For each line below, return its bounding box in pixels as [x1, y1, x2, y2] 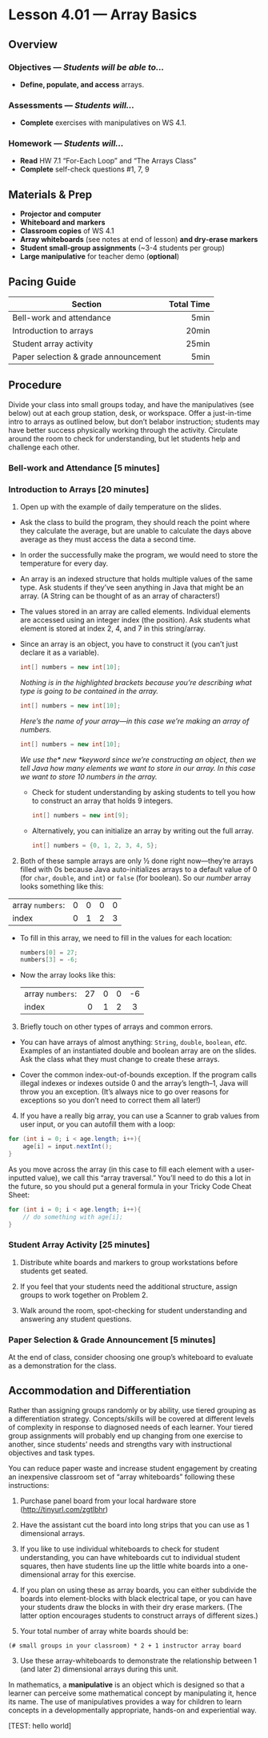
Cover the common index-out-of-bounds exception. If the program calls [19, 1070, 258, 1079]
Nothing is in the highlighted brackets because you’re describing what [19, 678, 252, 687]
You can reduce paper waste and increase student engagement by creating [8, 1463, 258, 1473]
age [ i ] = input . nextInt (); [22, 1143, 113, 1151]
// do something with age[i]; [22, 1212, 124, 1221]
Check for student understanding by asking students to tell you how [31, 787, 256, 796]
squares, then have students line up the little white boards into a [19, 1561, 231, 1571]
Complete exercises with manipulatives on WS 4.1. [19, 118, 186, 127]
